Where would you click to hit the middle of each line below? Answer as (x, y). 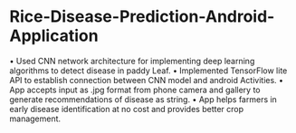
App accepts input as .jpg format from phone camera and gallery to (135, 90)
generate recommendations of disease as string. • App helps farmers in (143, 99)
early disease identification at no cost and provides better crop (127, 109)
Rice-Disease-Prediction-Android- (142, 17)
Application (54, 36)
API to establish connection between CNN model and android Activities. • (146, 80)
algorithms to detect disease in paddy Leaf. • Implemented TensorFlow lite (148, 71)
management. (35, 119)
